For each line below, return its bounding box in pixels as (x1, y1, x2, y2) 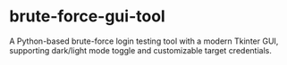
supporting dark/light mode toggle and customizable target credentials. (9, 45, 273, 55)
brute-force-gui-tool (9, 6, 165, 27)
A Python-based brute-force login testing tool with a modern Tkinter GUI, (9, 36, 279, 46)
